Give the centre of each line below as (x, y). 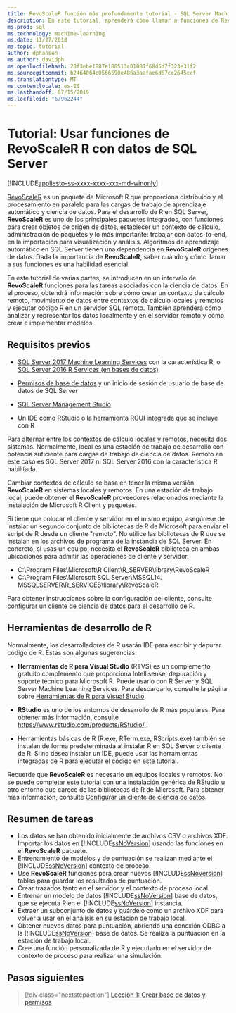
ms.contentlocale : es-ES (44, 86)
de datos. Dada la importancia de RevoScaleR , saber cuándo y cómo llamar (117, 256)
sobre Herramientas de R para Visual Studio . (81, 696)
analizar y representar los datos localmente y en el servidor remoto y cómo (116, 315)
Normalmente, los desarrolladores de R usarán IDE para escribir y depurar (114, 645)
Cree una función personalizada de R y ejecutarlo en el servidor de (114, 948)
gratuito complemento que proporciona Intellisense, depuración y (112, 673)
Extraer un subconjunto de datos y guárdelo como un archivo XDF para (120, 911)
